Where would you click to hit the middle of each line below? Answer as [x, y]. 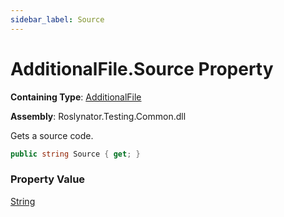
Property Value [48, 179]
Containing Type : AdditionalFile [76, 97]
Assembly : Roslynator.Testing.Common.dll [98, 116]
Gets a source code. [52, 135]
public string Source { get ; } [75, 154]
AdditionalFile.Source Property [142, 68]
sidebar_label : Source [57, 19]
